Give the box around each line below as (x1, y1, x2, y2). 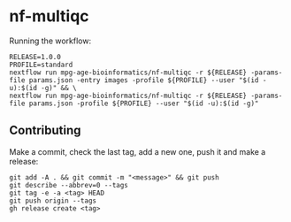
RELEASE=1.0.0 (9, 52, 62, 61)
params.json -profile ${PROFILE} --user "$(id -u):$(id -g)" (28, 99, 259, 108)
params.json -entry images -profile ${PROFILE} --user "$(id (28, 75, 259, 85)
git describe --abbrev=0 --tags (9, 180, 128, 189)
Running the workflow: (9, 35, 91, 46)
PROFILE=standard (9, 60, 73, 69)
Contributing (9, 123, 81, 138)
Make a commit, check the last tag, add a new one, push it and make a (9, 146, 266, 157)
